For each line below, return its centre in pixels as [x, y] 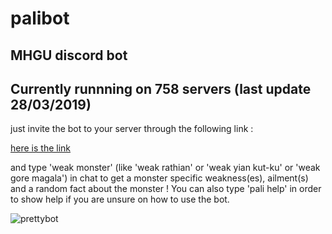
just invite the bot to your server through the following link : [132, 129]
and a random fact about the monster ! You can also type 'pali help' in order [166, 189]
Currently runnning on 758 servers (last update [161, 88]
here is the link [40, 148]
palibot [40, 18]
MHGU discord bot [69, 55]
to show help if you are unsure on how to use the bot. [120, 199]
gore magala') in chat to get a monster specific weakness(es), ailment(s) [159, 178]
